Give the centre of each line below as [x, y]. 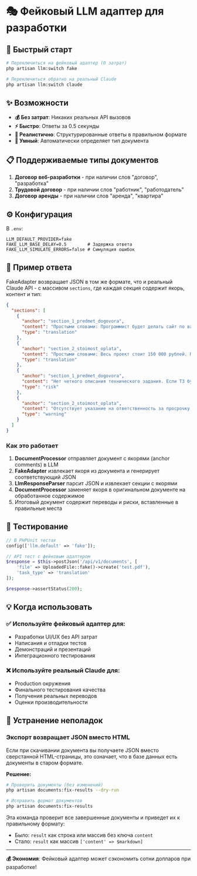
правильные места [38, 508]
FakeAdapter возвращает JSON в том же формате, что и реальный [89, 281]
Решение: [19, 774]
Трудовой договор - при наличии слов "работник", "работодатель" [99, 190]
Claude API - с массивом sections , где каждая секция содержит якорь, [95, 288]
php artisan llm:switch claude [44, 85]
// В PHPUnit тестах [31, 540]
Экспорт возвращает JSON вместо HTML [68, 737]
